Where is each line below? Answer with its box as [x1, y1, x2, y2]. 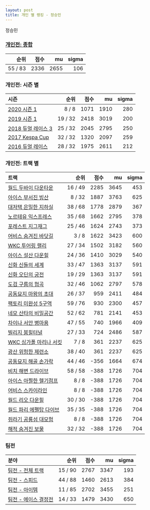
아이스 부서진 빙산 [8, 194, 49, 201]
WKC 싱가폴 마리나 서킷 [8, 339, 63, 346]
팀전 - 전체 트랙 [8, 467, 44, 474]
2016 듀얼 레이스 [8, 143, 48, 150]
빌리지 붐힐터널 [8, 329, 43, 336]
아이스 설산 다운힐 [8, 252, 49, 259]
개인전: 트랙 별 [5, 160, 39, 167]
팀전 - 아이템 [8, 486, 38, 493]
